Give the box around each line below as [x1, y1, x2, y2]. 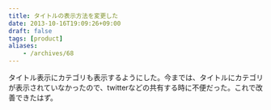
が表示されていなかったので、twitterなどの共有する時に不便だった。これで [8, 82, 256, 92]
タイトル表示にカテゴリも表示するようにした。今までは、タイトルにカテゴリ [8, 73, 264, 82]
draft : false [8, 27, 53, 35]
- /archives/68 [23, 49, 74, 57]
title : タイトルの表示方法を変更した [8, 11, 119, 20]
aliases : [8, 42, 38, 50]
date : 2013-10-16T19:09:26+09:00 [8, 19, 121, 27]
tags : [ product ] [8, 34, 63, 43]
